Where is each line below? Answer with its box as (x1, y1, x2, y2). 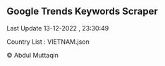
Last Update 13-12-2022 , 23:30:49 (6, 24, 109, 32)
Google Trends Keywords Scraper (6, 6, 158, 17)
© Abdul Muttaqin (6, 51, 59, 59)
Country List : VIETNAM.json (6, 38, 90, 46)
